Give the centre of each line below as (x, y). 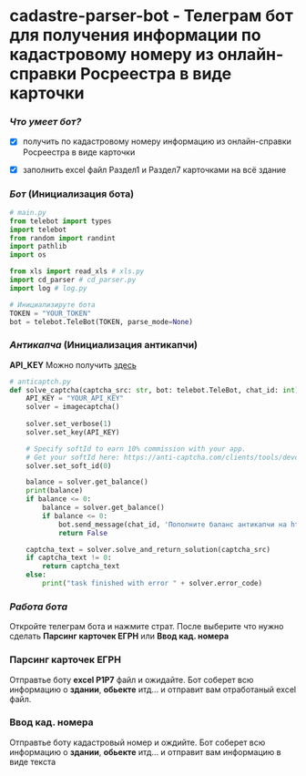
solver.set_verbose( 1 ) (69, 424)
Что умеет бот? (46, 122)
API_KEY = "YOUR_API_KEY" (75, 398)
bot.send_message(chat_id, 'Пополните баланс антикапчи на (172, 525)
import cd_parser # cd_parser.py (73, 280)
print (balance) (55, 491)
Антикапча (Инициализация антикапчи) (104, 345)
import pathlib (38, 247)
